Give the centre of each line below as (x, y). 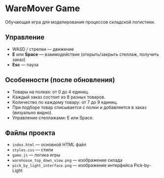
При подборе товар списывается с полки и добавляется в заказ (79, 107)
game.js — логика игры (36, 155)
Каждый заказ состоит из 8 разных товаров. (59, 97)
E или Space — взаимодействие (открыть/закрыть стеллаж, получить (85, 54)
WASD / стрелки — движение (43, 49)
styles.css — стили (33, 150)
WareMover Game (43, 9)
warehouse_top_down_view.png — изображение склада (67, 160)
